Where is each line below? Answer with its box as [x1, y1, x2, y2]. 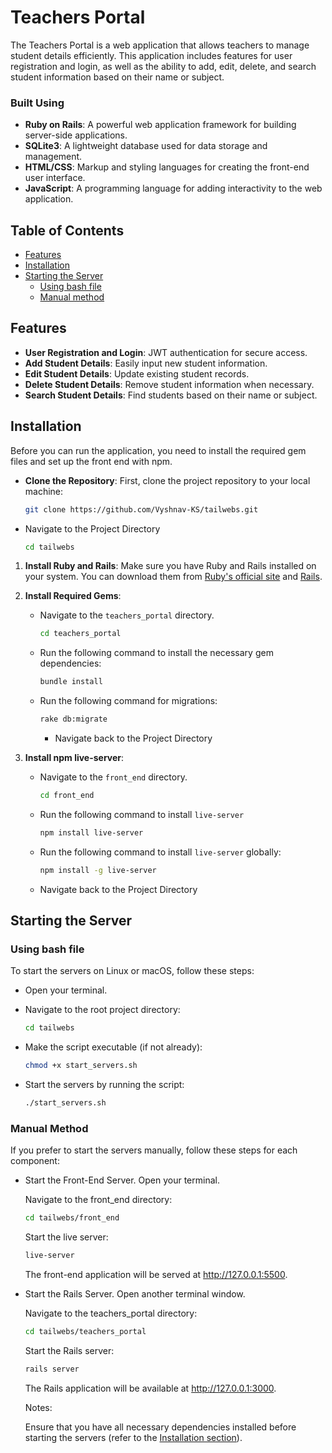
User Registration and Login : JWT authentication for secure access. [24, 346, 308, 358]
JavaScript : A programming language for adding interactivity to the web [24, 182, 323, 195]
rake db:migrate [39, 714, 108, 725]
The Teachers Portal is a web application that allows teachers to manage [10, 39, 310, 51]
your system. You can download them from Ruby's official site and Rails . [24, 571, 323, 583]
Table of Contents [10, 222, 125, 239]
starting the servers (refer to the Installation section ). [24, 1431, 243, 1443]
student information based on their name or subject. [10, 71, 225, 83]
